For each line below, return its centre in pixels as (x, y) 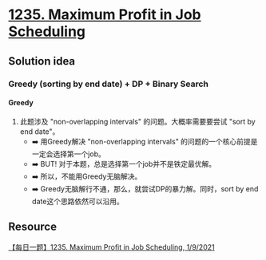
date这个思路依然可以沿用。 (77, 201)
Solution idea (42, 61)
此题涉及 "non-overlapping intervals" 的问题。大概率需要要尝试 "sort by (137, 121)
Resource (33, 227)
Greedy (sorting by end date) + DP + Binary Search (109, 84)
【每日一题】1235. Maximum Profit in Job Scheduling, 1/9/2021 (111, 247)
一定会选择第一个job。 (68, 154)
